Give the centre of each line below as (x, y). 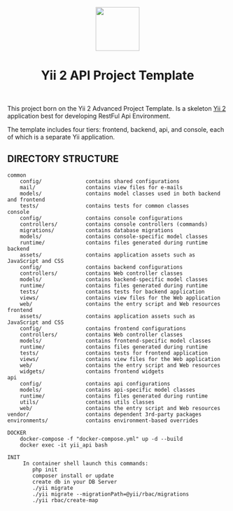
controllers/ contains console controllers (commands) (114, 224)
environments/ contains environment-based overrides (103, 421)
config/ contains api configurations (95, 383)
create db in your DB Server (75, 482)
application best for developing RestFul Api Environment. (89, 116)
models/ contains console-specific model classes (114, 236)
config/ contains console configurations (101, 218)
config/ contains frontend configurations (103, 328)
